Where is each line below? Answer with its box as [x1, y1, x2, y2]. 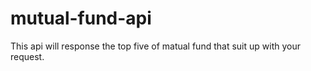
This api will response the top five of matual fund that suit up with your [10, 40, 301, 52]
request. [10, 50, 45, 62]
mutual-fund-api [10, 7, 152, 30]
